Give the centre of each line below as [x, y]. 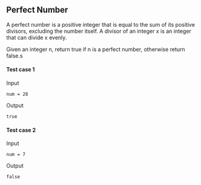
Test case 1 [21, 70]
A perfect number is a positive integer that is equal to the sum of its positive [101, 24]
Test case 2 [21, 130]
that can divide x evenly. [37, 37]
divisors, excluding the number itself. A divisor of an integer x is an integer [99, 31]
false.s [15, 55]
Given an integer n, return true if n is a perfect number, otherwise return [96, 49]
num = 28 [17, 94]
